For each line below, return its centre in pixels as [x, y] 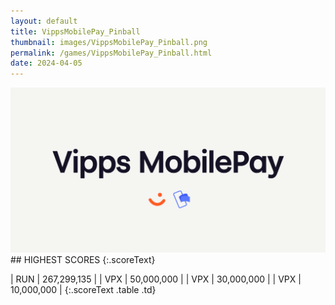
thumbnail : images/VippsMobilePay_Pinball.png [109, 42]
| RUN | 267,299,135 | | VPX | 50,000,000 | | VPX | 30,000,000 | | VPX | [156, 279]
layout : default [44, 21]
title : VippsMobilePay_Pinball [75, 31]
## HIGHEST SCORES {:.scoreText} [83, 260]
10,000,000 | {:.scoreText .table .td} [83, 290]
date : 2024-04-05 [46, 63]
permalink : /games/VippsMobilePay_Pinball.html [111, 53]
